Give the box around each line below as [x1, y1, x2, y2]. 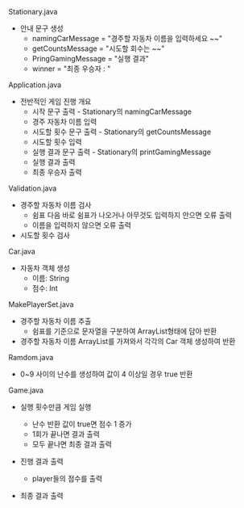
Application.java [8, 80, 62, 90]
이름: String [31, 274, 70, 283]
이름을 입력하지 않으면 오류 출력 [31, 220, 131, 229]
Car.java [8, 246, 36, 256]
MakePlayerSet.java [8, 300, 74, 309]
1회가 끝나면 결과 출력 [31, 430, 101, 439]
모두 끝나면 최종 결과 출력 [31, 439, 113, 449]
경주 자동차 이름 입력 [31, 117, 97, 126]
